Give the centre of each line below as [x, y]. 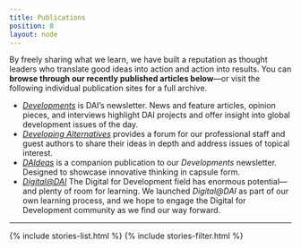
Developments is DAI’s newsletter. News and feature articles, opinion [149, 106]
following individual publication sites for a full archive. [108, 88]
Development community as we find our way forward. [121, 210]
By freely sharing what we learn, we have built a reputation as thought [138, 60]
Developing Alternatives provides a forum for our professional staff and [154, 134]
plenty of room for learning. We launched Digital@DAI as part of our [164, 191]
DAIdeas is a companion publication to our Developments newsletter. [150, 163]
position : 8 [31, 26]
